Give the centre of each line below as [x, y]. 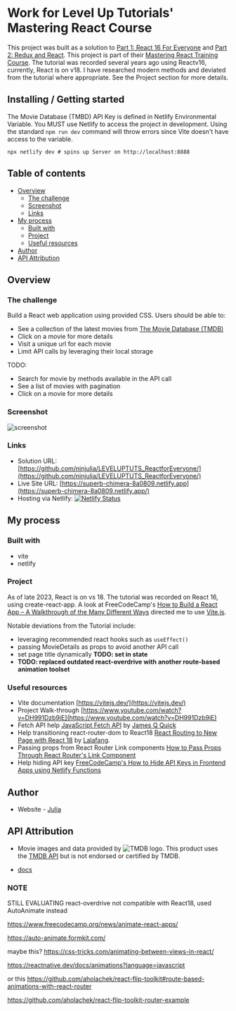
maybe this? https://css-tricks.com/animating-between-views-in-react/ [111, 952]
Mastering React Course [80, 28]
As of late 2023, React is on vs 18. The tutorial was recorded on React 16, [113, 597]
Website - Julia [39, 809]
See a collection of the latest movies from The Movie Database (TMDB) [120, 329]
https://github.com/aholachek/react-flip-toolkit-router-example [98, 1000]
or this [17, 979]
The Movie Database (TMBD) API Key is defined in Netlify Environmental [112, 116]
